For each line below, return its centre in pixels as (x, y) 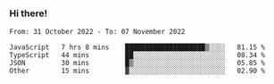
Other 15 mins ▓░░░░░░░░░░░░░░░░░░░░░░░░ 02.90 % (137, 71)
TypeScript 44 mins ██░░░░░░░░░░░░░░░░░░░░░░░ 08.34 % (137, 55)
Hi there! (29, 13)
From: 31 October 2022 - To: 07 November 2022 (97, 32)
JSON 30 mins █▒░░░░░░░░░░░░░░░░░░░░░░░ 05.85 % (137, 63)
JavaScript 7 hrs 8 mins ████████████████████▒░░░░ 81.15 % (137, 47)
